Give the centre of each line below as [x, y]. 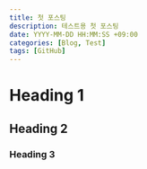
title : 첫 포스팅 [38, 18]
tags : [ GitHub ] [38, 51]
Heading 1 [47, 96]
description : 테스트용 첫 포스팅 [64, 26]
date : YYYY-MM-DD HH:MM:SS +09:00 [74, 34]
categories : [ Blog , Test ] [57, 43]
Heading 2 [39, 128]
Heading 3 [32, 154]
